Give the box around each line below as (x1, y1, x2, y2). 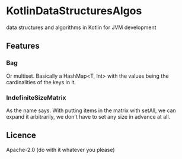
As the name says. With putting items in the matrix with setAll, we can (6, 107, 176, 114)
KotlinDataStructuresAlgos (6, 4, 142, 18)
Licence (6, 131, 37, 141)
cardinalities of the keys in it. (6, 78, 76, 85)
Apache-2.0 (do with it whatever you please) (6, 146, 115, 153)
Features (6, 41, 40, 51)
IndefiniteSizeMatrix (6, 93, 66, 101)
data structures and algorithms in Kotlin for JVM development (6, 24, 157, 31)
